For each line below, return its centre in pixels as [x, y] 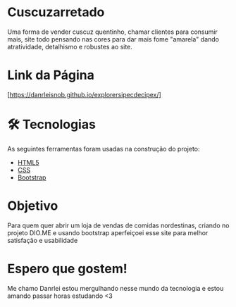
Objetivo [33, 206]
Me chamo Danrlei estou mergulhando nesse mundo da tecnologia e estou [116, 288]
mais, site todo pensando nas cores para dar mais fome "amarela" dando [113, 39]
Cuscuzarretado [56, 12]
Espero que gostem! [68, 269]
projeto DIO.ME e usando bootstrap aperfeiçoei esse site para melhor [108, 232]
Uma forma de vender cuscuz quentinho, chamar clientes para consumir [113, 32]
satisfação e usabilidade [43, 240]
